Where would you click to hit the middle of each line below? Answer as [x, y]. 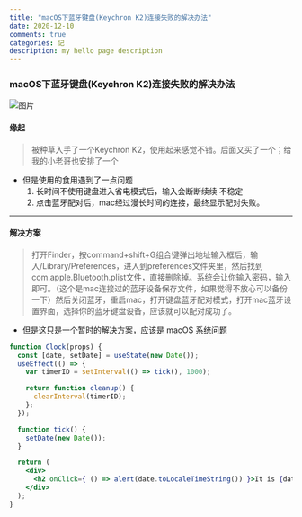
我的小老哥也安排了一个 [75, 160]
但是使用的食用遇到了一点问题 [77, 180]
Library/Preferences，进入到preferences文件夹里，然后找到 [152, 265]
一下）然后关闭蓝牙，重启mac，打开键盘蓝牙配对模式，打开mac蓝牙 [158, 299]
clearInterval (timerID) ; [80, 397]
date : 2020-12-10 [42, 26]
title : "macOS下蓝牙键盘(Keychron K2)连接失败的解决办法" [111, 18]
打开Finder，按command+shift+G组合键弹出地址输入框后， [141, 254]
